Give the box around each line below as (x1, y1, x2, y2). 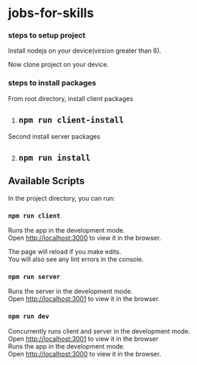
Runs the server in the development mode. (8, 287, 133, 296)
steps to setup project (8, 31, 86, 41)
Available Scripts (8, 175, 85, 187)
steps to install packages (8, 78, 97, 88)
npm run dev (8, 312, 50, 321)
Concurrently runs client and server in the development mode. (8, 327, 191, 335)
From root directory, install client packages (8, 94, 134, 102)
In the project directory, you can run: (8, 194, 115, 202)
